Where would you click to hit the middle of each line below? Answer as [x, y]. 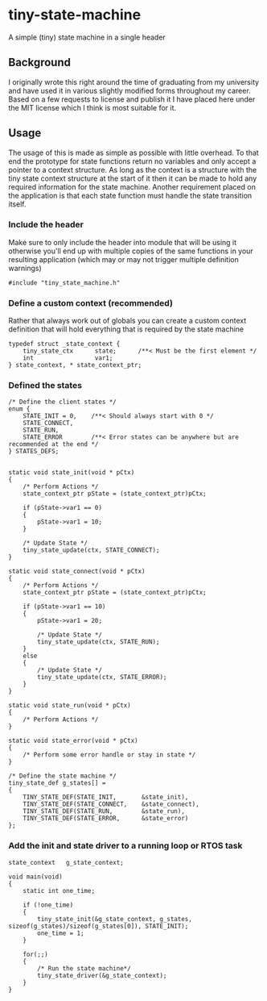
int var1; [68, 358]
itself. [17, 204]
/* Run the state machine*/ [84, 968]
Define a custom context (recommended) [90, 302]
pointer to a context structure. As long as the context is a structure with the [133, 169]
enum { [19, 409]
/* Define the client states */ [62, 402]
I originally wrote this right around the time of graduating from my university [134, 81]
